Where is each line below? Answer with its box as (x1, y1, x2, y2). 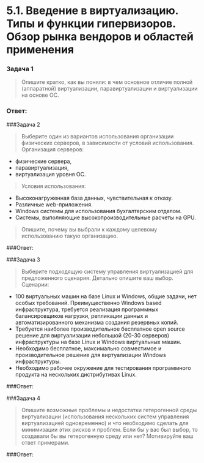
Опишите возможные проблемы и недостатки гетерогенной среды (21, 406, 197, 413)
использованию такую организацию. (21, 232, 118, 239)
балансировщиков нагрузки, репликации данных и (15, 312, 148, 319)
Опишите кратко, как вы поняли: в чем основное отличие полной (21, 78, 193, 86)
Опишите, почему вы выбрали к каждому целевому (21, 225, 158, 233)
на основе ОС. (21, 91, 59, 99)
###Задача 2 (6, 121, 40, 128)
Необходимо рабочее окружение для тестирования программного (15, 364, 191, 371)
